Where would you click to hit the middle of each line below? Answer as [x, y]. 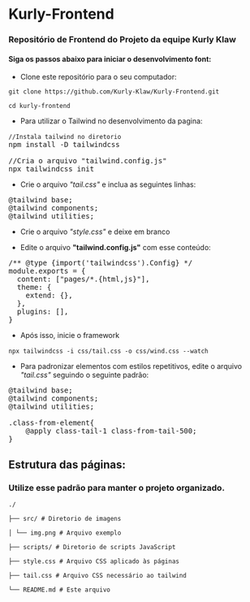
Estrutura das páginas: [67, 464]
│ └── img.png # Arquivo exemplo [65, 533]
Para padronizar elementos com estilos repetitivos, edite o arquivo [131, 366]
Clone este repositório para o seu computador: [98, 77]
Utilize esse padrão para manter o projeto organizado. [117, 487]
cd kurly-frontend [39, 106]
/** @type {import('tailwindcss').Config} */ [101, 263]
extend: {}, [49, 296]
